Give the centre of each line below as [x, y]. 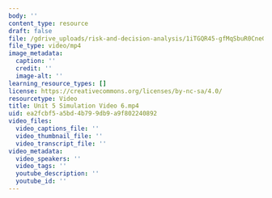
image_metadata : [36, 53]
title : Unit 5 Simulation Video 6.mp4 [74, 106]
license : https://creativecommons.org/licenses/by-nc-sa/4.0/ [115, 91]
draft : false [30, 31]
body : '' [23, 16]
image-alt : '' [39, 76]
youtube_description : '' [57, 174]
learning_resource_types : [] [57, 83]
